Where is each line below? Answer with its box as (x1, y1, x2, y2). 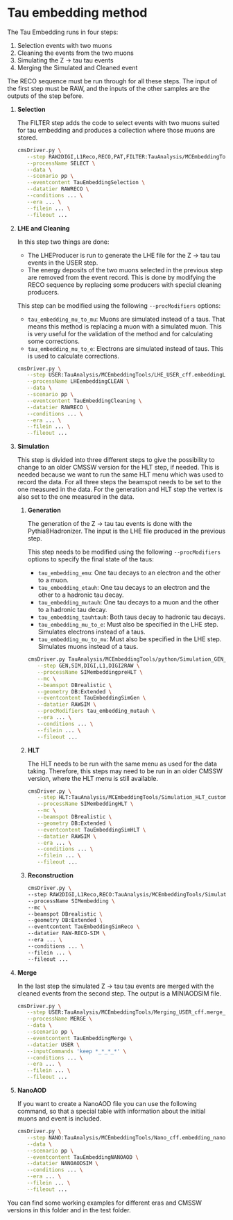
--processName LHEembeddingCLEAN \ (26, 378, 130, 385)
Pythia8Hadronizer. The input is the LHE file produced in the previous (27, 527, 226, 536)
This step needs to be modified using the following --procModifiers (27, 547, 221, 557)
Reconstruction (27, 871, 74, 880)
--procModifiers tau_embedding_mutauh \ (37, 707, 156, 715)
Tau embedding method (7, 5, 148, 21)
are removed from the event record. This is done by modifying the (27, 273, 216, 281)
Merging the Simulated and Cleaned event (17, 63, 138, 72)
